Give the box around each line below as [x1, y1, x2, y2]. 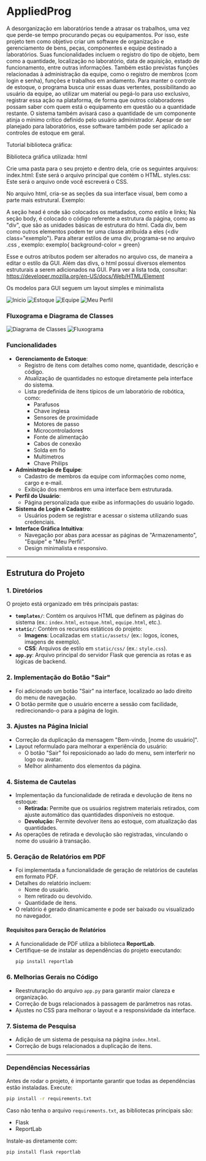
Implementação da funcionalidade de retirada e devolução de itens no [15, 792, 193, 799]
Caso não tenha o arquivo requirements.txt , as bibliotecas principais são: [6, 1107, 193, 1114]
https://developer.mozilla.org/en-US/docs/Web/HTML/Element [6, 272, 164, 280]
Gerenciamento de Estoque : [15, 355, 88, 362]
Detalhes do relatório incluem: [15, 880, 91, 887]
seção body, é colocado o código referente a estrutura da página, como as [6, 214, 196, 222]
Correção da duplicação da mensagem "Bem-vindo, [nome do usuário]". [15, 736, 199, 743]
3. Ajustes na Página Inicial [6, 722, 88, 731]
